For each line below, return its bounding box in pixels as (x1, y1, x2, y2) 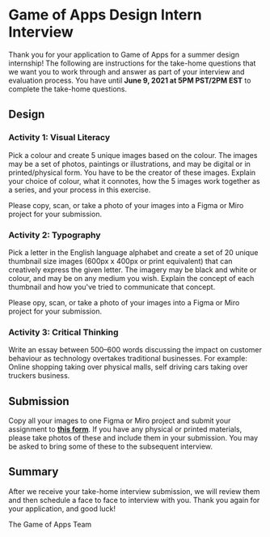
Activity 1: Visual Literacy (8, 132, 111, 143)
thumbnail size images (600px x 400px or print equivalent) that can (8, 256, 233, 266)
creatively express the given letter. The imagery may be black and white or (8, 265, 257, 275)
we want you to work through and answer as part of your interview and (8, 66, 245, 76)
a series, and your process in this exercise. (8, 185, 151, 194)
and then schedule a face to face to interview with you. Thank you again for (8, 495, 260, 505)
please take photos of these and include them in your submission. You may (8, 433, 259, 443)
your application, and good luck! (8, 504, 116, 514)
